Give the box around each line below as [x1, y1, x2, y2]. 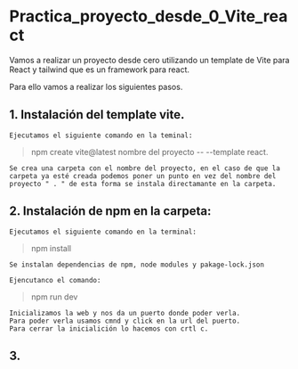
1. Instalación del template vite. [9, 107, 185, 122]
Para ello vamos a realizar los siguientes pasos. [9, 81, 183, 92]
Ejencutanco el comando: [9, 275, 101, 284]
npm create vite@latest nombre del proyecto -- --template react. [30, 146, 269, 157]
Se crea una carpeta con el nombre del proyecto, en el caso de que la [9, 163, 280, 173]
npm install [30, 242, 72, 253]
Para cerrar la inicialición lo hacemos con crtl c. [9, 324, 209, 333]
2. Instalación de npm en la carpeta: [9, 203, 212, 219]
